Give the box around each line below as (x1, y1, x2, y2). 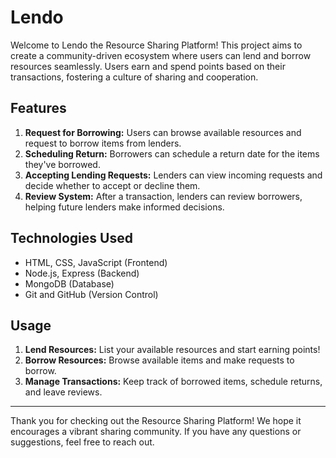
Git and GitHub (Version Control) (24, 288, 159, 300)
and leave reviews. (24, 386, 103, 398)
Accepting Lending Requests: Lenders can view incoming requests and (24, 169, 323, 181)
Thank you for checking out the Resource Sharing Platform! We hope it (10, 415, 302, 427)
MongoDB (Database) (24, 277, 115, 290)
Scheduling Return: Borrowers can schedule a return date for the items (24, 147, 320, 160)
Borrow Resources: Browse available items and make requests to (24, 354, 295, 366)
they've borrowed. (24, 158, 101, 170)
